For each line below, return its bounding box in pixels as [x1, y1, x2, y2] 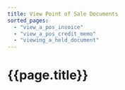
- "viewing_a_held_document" [13, 37, 100, 44]
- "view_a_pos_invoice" [13, 23, 83, 30]
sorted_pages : [7, 17, 49, 24]
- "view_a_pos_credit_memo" [13, 30, 97, 38]
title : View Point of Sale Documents [7, 10, 119, 18]
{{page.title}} [7, 67, 88, 84]
